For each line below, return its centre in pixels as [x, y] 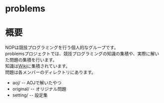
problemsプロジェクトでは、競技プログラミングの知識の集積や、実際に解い [82, 54]
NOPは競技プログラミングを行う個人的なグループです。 [62, 48]
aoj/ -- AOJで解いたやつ [37, 83]
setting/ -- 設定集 [30, 95]
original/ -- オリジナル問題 [39, 89]
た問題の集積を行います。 [31, 60]
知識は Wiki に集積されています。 [38, 66]
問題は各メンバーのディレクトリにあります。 [50, 72]
